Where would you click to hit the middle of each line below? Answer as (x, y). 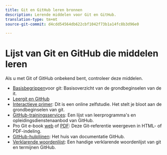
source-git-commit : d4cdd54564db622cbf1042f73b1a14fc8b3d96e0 (72, 24)
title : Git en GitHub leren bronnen (44, 10)
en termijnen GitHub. (34, 147)
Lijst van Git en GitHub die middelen (82, 53)
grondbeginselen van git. (38, 110)
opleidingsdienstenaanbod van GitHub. (53, 121)
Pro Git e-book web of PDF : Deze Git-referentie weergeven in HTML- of (87, 126)
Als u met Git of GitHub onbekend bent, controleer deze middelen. (74, 79)
